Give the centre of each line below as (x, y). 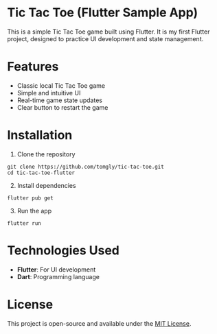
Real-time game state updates (60, 100)
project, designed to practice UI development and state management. (105, 38)
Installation (40, 135)
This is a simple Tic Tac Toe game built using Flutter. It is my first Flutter (108, 32)
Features (33, 67)
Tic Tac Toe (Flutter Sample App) (103, 13)
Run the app (34, 211)
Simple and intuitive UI (49, 93)
